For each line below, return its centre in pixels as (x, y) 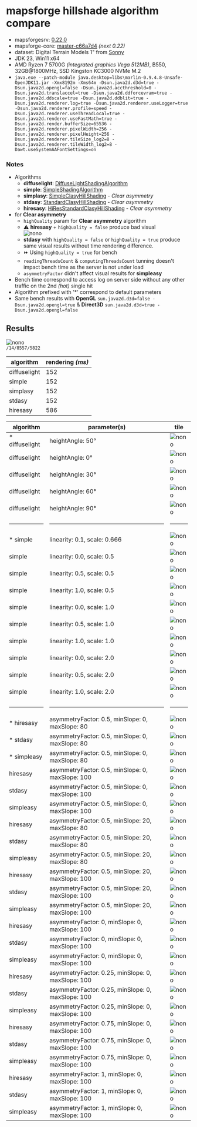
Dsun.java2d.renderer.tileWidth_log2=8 (63, 144)
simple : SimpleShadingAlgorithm (63, 190)
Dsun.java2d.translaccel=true (52, 93)
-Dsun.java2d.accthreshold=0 (116, 88)
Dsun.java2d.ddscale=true (46, 98)
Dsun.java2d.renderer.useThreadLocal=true (67, 113)
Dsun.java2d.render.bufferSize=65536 (61, 124)
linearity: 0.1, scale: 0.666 (86, 540)
